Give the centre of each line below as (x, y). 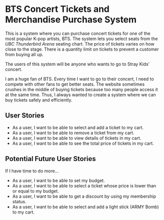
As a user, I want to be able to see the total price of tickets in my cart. (83, 143)
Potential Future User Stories (51, 159)
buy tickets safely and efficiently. (39, 100)
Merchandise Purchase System (71, 20)
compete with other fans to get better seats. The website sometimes (75, 84)
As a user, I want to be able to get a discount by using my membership (84, 196)
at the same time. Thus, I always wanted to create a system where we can (81, 95)
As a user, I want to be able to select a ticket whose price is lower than (84, 186)
